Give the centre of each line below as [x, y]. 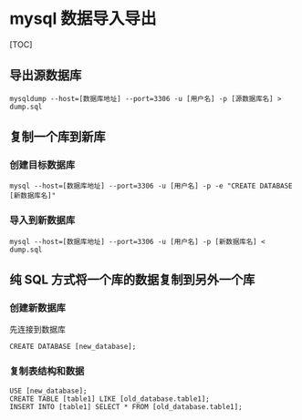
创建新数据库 [38, 308]
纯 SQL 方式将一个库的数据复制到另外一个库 [132, 280]
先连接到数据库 [37, 330]
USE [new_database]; [49, 391]
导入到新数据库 [42, 220]
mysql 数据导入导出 [83, 19]
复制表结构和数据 [47, 372]
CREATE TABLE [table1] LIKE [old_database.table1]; [109, 399]
